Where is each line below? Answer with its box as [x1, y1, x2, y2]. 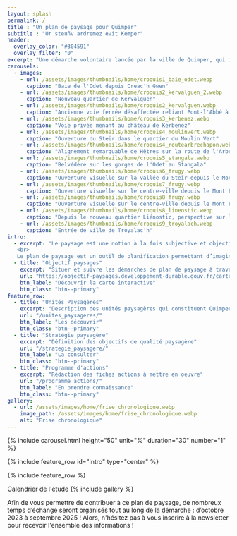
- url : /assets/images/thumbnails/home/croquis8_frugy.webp [20, 194, 200, 201]
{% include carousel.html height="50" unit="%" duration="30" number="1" [7, 436, 226, 444]
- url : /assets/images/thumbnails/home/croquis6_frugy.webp [20, 167, 200, 175]
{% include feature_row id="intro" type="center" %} [7, 457, 159, 465]
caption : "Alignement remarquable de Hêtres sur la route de [25, 148, 210, 155]
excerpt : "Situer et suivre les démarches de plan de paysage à [20, 266, 213, 273]
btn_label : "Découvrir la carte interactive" [20, 279, 157, 286]
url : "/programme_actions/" [20, 377, 102, 384]
